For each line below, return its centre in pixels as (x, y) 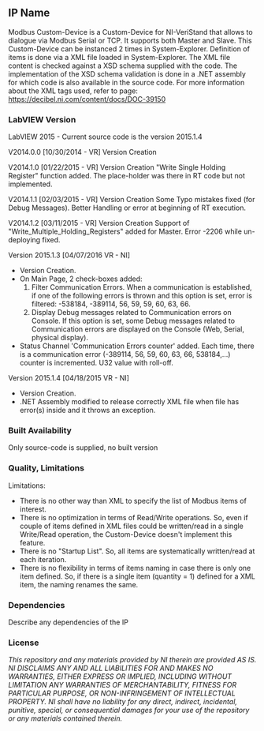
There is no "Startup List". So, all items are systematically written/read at (137, 551)
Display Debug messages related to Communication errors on (132, 313)
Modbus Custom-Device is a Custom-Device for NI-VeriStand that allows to (131, 32)
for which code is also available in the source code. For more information (126, 82)
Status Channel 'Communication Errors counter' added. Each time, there (137, 346)
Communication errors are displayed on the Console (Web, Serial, (138, 329)
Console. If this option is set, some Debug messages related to (133, 321)
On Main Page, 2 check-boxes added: (81, 279)
